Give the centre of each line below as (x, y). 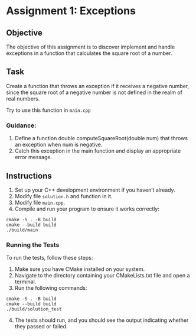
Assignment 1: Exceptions (71, 11)
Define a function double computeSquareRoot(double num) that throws (101, 138)
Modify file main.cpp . (40, 202)
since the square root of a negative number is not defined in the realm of (94, 92)
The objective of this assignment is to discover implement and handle (91, 47)
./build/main (22, 230)
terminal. (25, 282)
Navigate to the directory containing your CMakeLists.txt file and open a (102, 276)
